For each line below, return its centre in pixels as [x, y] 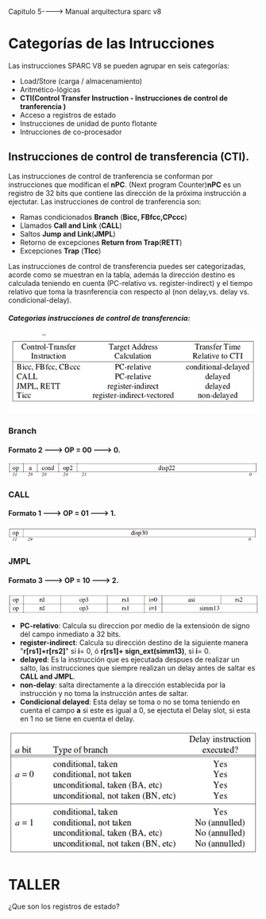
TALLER [35, 884]
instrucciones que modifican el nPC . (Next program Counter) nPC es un [125, 184]
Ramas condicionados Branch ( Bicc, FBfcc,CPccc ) [104, 217]
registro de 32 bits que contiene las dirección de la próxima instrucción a [127, 193]
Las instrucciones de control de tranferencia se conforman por [111, 176]
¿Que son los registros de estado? [64, 906]
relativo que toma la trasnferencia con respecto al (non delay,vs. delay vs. [129, 291]
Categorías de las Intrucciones [112, 44]
